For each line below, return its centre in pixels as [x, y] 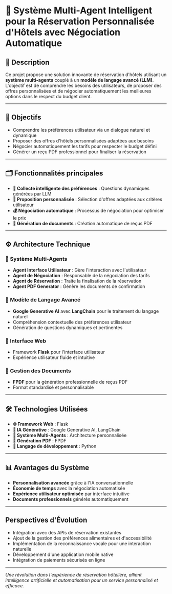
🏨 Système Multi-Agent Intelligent [79, 11]
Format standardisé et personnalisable [53, 387]
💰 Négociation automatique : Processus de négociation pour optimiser [88, 210]
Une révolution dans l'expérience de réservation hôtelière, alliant [73, 574]
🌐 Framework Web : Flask [40, 424]
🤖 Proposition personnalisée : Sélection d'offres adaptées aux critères [88, 199]
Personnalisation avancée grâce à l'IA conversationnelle [73, 482]
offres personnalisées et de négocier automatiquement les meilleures [79, 91]
